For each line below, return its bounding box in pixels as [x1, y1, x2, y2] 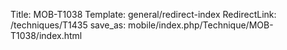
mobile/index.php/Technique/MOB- [128, 19, 274, 31]
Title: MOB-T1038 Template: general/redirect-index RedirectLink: [10, 9, 277, 20]
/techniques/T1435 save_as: [10, 19, 127, 31]
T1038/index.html [10, 30, 83, 41]
